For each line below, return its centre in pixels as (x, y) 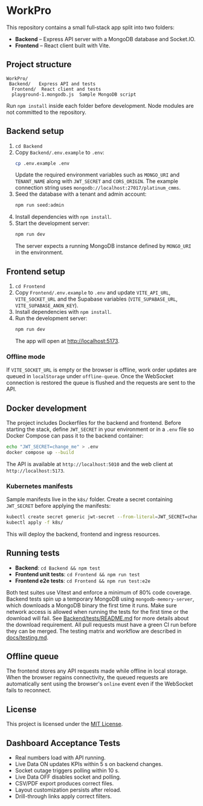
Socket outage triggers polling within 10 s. (67, 771)
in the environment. (39, 253)
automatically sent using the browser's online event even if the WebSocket (100, 684)
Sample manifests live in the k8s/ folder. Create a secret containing (90, 499)
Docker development (47, 408)
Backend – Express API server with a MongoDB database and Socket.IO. (105, 39)
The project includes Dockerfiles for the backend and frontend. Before (94, 422)
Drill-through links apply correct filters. (63, 796)
